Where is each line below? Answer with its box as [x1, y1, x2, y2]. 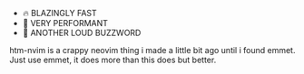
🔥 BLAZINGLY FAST [22, 8, 97, 18]
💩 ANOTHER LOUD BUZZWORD [22, 27, 142, 38]
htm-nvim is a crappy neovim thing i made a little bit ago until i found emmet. [9, 45, 296, 55]
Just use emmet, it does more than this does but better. [9, 54, 217, 65]
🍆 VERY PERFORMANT [22, 18, 109, 28]
